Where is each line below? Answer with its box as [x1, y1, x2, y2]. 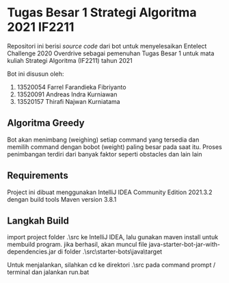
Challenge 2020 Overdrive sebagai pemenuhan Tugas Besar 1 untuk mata [7, 49, 215, 57]
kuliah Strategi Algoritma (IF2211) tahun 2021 [7, 56, 133, 64]
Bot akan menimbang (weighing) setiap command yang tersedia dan [7, 135, 200, 144]
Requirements [7, 170, 68, 182]
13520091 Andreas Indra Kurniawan [16, 90, 118, 98]
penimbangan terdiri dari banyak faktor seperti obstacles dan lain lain [7, 150, 202, 158]
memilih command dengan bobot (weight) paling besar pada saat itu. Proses [7, 142, 222, 151]
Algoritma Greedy [7, 118, 85, 129]
